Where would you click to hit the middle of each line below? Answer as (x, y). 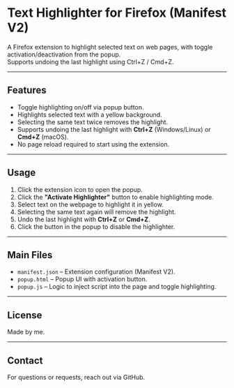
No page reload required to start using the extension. (93, 144)
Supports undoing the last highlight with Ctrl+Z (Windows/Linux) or (114, 129)
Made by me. (26, 332)
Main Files (30, 255)
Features (27, 90)
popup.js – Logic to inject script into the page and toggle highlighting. (117, 287)
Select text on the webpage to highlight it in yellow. (90, 204)
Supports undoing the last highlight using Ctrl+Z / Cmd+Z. (91, 61)
